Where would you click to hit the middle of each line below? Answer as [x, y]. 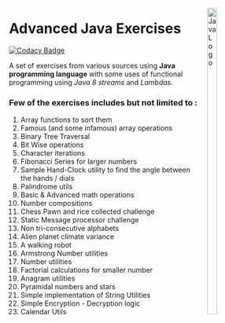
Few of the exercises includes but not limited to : [103, 102]
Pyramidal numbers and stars [68, 287]
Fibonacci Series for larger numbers [79, 162]
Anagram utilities [48, 278]
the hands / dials [47, 178]
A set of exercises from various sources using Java [92, 65]
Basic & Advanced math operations [77, 195]
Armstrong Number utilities [64, 253]
